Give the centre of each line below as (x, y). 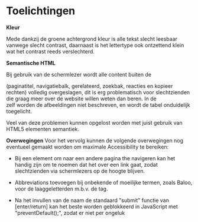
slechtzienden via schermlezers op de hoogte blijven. (79, 171)
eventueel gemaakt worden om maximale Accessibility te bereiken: (87, 147)
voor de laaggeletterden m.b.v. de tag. (61, 189)
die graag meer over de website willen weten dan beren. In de (81, 99)
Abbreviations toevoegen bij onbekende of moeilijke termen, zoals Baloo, (103, 182)
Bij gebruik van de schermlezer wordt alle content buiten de (79, 74)
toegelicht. (19, 111)
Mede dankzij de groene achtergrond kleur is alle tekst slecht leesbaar (92, 39)
